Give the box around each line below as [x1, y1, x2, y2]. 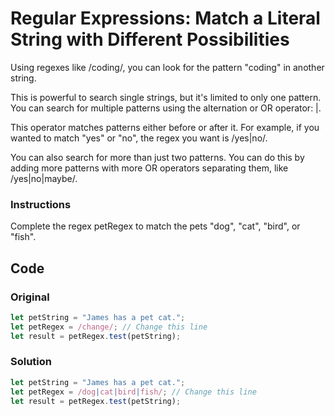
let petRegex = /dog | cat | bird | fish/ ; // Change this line [10, 387, 257, 397]
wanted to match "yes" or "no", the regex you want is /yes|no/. [10, 132, 268, 144]
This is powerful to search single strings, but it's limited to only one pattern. [10, 91, 322, 103]
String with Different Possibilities [10, 28, 290, 51]
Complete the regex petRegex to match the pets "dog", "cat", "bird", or [10, 220, 301, 232]
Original [10, 290, 50, 304]
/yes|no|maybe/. [10, 172, 78, 184]
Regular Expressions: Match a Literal [10, 7, 321, 30]
